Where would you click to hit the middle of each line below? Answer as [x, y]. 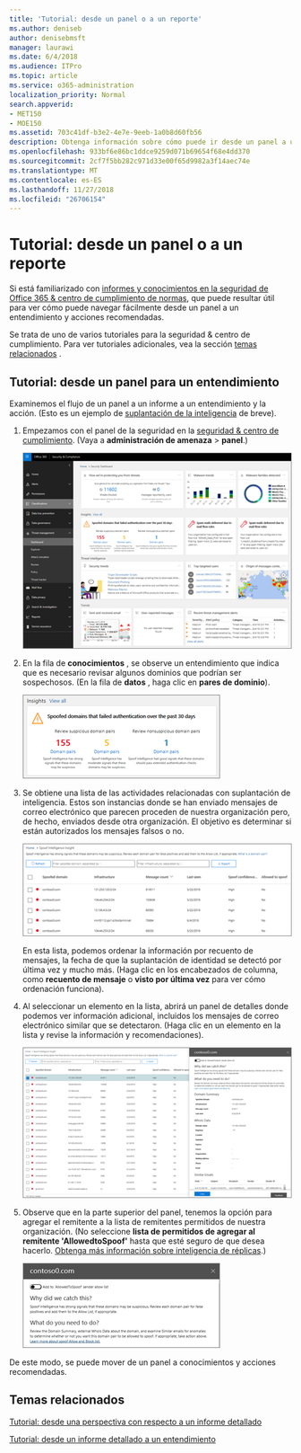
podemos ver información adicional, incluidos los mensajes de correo [150, 1016]
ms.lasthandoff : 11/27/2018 [62, 190]
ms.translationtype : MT [54, 171]
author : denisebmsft [48, 38]
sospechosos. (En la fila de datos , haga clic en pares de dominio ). [146, 682]
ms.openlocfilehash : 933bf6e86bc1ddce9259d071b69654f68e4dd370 [130, 152]
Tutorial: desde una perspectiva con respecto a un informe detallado [136, 1422]
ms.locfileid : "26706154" [57, 199]
